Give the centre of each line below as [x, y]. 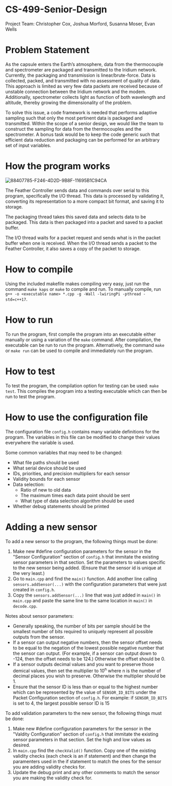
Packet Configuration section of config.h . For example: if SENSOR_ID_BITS [90, 698]
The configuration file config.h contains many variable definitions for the [82, 431]
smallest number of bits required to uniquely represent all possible [83, 631]
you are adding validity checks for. [49, 767]
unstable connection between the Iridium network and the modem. [76, 92]
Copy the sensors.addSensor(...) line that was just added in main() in [87, 595]
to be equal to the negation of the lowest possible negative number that [88, 648]
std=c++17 [16, 300]
